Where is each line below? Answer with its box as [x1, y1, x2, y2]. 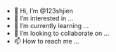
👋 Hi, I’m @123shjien [13, 7, 74, 15]
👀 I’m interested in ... [13, 14, 74, 22]
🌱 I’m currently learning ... [13, 22, 89, 30]
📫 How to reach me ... [13, 37, 79, 45]
